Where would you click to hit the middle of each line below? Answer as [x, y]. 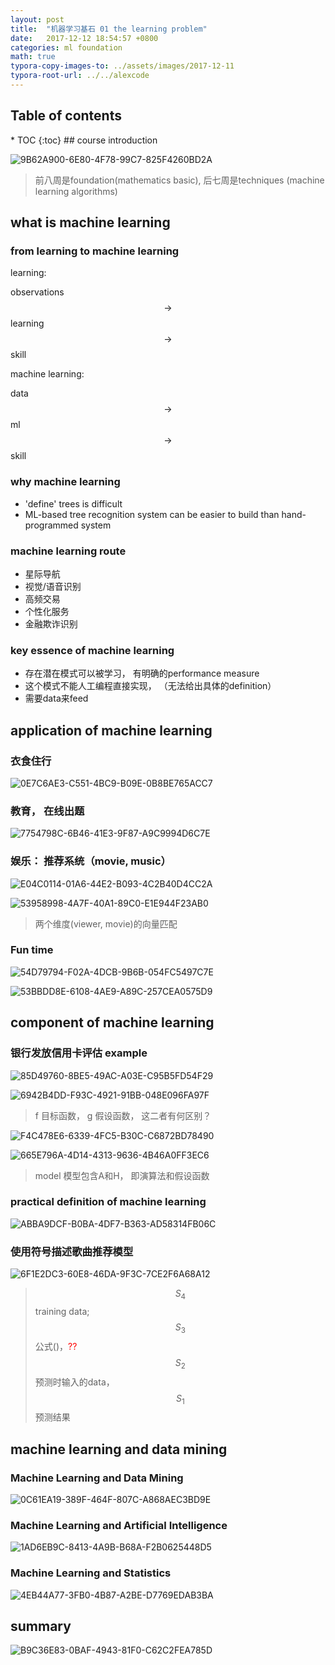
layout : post [37, 19]
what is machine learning [90, 222]
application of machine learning [111, 730]
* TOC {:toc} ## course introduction [84, 140]
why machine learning [65, 482]
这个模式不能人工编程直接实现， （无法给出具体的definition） [150, 686]
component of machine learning [112, 1022]
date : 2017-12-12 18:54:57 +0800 [84, 38]
